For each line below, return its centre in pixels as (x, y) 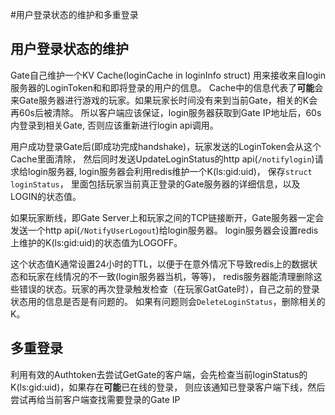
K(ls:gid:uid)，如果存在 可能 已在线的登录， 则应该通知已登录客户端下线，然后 (168, 387)
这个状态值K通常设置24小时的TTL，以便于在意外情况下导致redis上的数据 (160, 264)
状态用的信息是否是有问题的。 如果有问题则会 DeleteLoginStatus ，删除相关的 (168, 301)
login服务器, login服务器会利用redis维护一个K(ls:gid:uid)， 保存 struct (170, 171)
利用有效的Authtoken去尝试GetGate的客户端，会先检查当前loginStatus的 (159, 374)
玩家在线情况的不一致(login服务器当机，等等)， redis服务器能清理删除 (170, 276)
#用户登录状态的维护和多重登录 (74, 14)
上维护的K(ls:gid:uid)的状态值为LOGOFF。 (96, 242)
